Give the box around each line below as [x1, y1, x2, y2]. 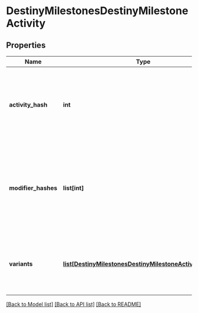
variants [9, 260, 33, 268]
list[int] [62, 184, 84, 192]
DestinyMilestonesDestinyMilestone [6, 4, 189, 18]
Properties [6, 40, 46, 50]
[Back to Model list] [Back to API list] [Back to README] [6, 301, 141, 308]
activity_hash [9, 101, 48, 108]
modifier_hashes [9, 184, 58, 192]
